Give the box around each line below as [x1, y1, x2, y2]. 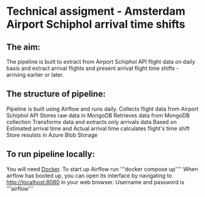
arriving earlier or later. [6, 71, 64, 78]
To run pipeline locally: [6, 149, 95, 160]
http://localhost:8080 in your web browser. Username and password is [6, 178, 185, 185]
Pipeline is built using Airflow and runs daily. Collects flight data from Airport [6, 105, 199, 112]
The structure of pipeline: [6, 89, 106, 99]
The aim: [6, 42, 41, 52]
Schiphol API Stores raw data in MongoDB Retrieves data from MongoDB [6, 112, 190, 119]
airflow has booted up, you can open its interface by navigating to [6, 172, 173, 179]
